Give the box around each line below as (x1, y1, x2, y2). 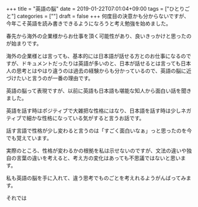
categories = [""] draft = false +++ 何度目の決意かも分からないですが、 (16, 12, 190, 20)
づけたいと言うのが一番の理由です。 (6, 75, 94, 82)
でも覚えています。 (6, 135, 52, 141)
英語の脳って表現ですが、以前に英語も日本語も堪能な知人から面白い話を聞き (6, 88, 192, 94)
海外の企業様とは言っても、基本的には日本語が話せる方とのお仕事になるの (6, 53, 187, 59)
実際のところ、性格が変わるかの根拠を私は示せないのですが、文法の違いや (6, 147, 187, 154)
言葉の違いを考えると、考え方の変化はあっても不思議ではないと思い (16, 154, 181, 161)
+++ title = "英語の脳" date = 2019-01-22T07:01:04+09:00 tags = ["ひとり (6, 5, 185, 12)
